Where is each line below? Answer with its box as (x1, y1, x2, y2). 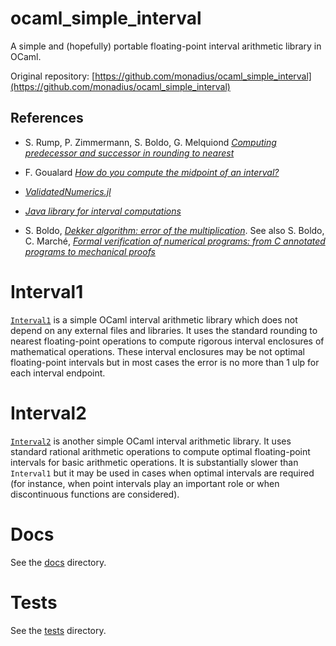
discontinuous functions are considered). (10, 488, 180, 500)
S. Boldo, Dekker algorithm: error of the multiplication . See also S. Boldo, (24, 224, 325, 236)
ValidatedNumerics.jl (24, 185, 112, 197)
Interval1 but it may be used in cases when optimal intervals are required (10, 467, 315, 479)
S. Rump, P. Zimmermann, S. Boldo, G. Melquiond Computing (24, 136, 277, 148)
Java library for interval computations (24, 205, 182, 217)
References (10, 110, 84, 127)
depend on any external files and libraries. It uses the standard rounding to (10, 324, 318, 336)
